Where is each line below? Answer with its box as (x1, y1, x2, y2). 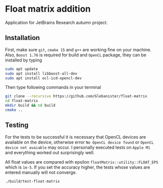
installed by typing (5, 57, 42, 63)
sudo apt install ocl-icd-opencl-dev (5, 76, 82, 81)
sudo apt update (5, 66, 38, 71)
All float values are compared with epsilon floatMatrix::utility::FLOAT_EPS (5, 159, 159, 165)
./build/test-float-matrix (5, 179, 60, 184)
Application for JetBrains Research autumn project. (5, 20, 108, 25)
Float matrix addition (5, 3, 91, 15)
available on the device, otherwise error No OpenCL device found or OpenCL (5, 139, 154, 145)
